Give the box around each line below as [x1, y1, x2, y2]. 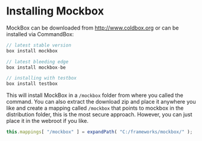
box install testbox [6, 81, 58, 87]
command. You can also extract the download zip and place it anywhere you [6, 98, 196, 105]
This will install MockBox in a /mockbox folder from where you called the [6, 92, 184, 99]
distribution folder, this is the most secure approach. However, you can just [6, 111, 193, 118]
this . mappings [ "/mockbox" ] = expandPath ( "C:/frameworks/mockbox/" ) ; [6, 129, 193, 135]
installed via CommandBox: [6, 30, 74, 37]
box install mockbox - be [6, 64, 66, 70]
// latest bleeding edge [6, 58, 69, 64]
